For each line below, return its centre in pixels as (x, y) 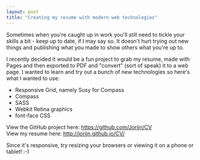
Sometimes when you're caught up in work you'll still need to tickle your (95, 34)
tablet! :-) (18, 152)
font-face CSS (33, 115)
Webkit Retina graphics (44, 109)
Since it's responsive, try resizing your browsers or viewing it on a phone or (100, 145)
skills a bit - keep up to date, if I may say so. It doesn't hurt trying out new (98, 41)
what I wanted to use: (33, 78)
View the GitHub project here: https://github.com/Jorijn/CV (79, 127)
